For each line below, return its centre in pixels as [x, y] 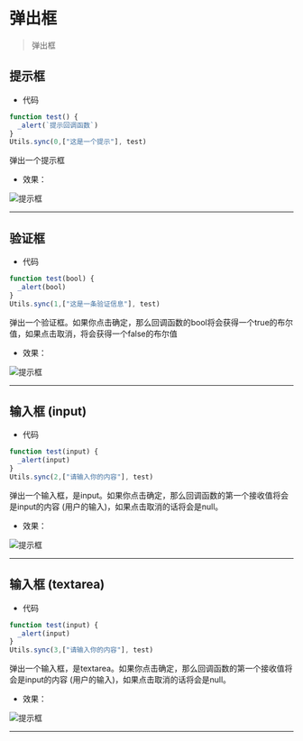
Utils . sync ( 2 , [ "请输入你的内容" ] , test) [82, 477]
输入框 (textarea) [57, 585]
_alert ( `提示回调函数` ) [58, 125]
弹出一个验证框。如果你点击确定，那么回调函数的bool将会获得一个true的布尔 [151, 322]
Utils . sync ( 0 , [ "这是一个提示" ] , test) [78, 142]
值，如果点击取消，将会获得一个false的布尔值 [93, 334]
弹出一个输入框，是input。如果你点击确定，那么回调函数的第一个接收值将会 [149, 495]
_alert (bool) [42, 287]
